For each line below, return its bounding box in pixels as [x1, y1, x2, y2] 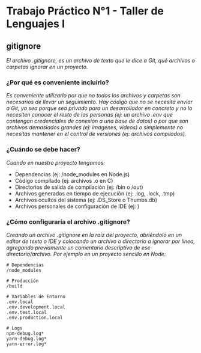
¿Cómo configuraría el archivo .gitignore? [6, 218, 130, 226]
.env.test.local [6, 309, 47, 315]
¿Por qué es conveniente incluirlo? [6, 78, 109, 87]
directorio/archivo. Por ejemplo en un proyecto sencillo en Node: [6, 250, 166, 257]
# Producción [6, 278, 39, 284]
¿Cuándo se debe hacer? [6, 146, 80, 154]
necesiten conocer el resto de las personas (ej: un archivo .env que [6, 111, 173, 118]
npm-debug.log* [6, 330, 44, 336]
